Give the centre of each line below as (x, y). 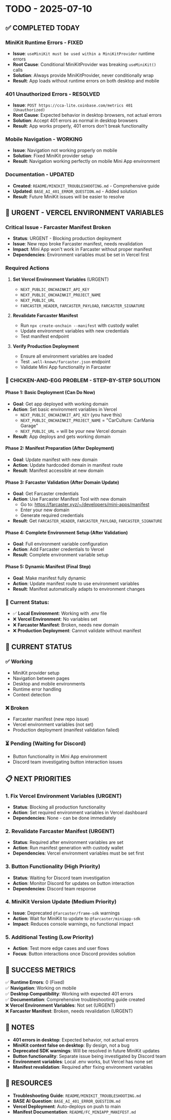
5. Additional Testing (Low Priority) (49, 937)
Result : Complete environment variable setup (61, 555)
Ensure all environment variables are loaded (67, 356)
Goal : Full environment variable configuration (60, 544)
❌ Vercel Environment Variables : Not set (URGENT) (60, 1005)
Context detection (32, 694)
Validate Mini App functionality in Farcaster (66, 367)
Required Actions (27, 268)
